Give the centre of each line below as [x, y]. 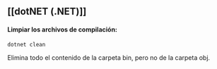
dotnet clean [27, 44]
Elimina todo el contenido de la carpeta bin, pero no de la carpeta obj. [109, 57]
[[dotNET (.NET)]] [47, 12]
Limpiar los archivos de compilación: [63, 29]
